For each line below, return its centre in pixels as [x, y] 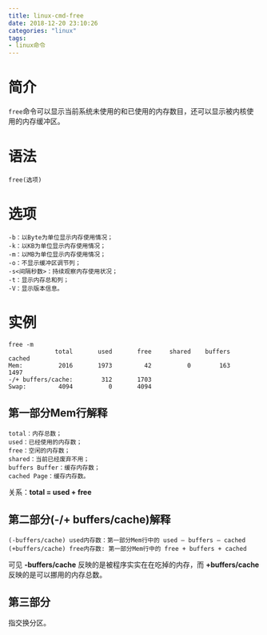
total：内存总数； [35, 433]
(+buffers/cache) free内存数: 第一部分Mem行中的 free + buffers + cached [128, 549]
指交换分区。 [29, 623]
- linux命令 [27, 46]
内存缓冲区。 [43, 122]
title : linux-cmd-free [46, 16]
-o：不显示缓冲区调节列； [45, 263]
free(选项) [25, 180]
